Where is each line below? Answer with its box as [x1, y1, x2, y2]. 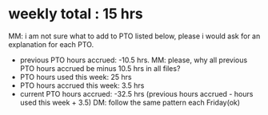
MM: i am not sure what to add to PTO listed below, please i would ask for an [8, 31, 261, 41]
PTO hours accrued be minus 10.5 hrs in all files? [19, 63, 181, 73]
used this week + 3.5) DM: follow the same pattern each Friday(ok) [19, 97, 241, 107]
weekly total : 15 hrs [8, 5, 144, 23]
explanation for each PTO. [8, 39, 94, 49]
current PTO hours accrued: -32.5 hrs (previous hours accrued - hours [19, 89, 254, 98]
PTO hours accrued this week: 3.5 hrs [19, 81, 145, 90]
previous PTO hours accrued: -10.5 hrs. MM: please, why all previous [19, 55, 248, 65]
